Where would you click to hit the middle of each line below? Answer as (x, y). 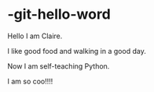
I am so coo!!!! (30, 81)
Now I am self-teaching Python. (59, 66)
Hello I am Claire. (35, 36)
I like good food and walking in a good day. (77, 51)
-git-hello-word (59, 14)
